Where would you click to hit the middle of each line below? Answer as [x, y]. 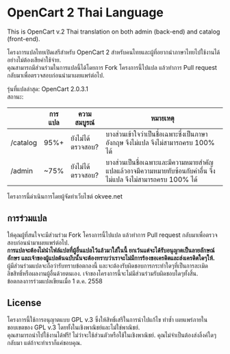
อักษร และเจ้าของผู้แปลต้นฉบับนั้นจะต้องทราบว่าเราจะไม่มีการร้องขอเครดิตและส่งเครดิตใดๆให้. [111, 257]
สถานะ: [15, 97]
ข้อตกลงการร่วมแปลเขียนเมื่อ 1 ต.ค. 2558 [55, 281]
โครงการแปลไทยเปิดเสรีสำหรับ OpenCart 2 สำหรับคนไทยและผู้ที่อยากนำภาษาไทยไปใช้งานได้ [114, 52]
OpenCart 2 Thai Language [86, 13]
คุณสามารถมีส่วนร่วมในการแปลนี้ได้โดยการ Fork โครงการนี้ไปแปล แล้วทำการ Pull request [112, 67]
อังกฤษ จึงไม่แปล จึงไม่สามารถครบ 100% [160, 142]
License [24, 303]
